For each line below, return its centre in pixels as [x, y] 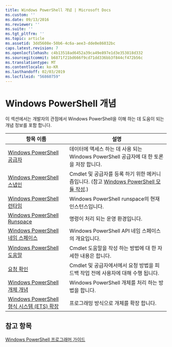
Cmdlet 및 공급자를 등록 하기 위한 [107, 174]
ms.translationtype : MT [31, 62]
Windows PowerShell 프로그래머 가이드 [45, 339]
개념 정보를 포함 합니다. [29, 125]
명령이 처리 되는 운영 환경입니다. [106, 219]
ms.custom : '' [20, 15]
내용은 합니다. [96, 255]
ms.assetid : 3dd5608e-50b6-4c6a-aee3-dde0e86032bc [60, 44]
